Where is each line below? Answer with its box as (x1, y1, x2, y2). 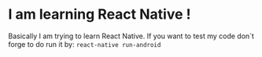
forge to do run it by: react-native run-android (8, 39, 161, 48)
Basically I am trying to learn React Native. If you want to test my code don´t (8, 31, 254, 41)
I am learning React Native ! (8, 5, 191, 23)
